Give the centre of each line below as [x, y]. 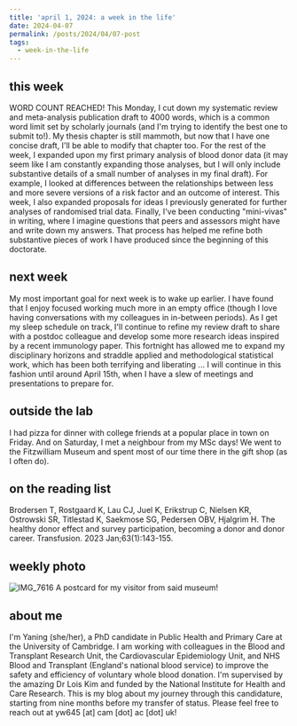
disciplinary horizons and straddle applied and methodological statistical [141, 355]
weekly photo [47, 566]
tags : [19, 42]
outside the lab [51, 411]
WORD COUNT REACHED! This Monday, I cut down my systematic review [144, 107]
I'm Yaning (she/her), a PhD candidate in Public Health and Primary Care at [146, 637]
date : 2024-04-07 [41, 26]
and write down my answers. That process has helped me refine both [136, 230]
